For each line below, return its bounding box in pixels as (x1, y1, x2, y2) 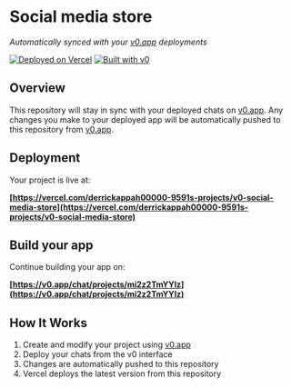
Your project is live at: (9, 174, 91, 185)
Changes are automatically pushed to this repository (22, 359, 219, 370)
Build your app (9, 237, 94, 253)
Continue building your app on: (9, 262, 126, 273)
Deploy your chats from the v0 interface (22, 349, 173, 360)
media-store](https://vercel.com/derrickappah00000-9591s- (9, 202, 248, 213)
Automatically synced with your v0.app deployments (9, 36, 207, 47)
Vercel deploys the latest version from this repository (22, 368, 222, 379)
